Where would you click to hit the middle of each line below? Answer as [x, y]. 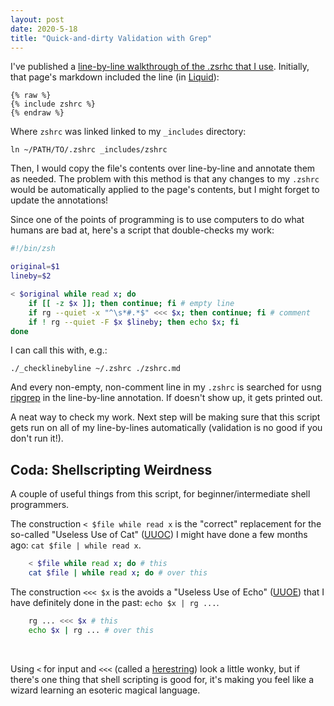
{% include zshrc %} [53, 104]
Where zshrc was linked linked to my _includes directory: [128, 132]
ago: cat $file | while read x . [76, 545]
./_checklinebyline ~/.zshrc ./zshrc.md [96, 369]
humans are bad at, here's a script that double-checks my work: [142, 230]
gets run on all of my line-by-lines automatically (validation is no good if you [166, 428]
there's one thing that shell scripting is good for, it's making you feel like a [162, 679]
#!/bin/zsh [33, 249]
